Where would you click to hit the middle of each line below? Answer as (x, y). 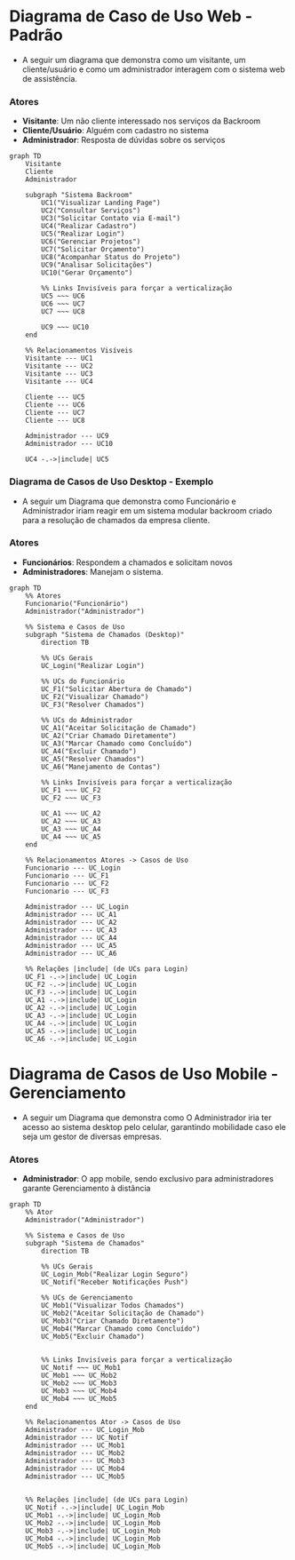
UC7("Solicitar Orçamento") (93, 250)
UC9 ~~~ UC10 (65, 327)
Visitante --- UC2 (59, 366)
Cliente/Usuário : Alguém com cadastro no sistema (115, 131)
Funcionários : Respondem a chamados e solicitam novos (127, 562)
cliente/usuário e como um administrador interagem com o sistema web (154, 69)
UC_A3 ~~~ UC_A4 (71, 829)
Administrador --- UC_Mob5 (75, 1476)
